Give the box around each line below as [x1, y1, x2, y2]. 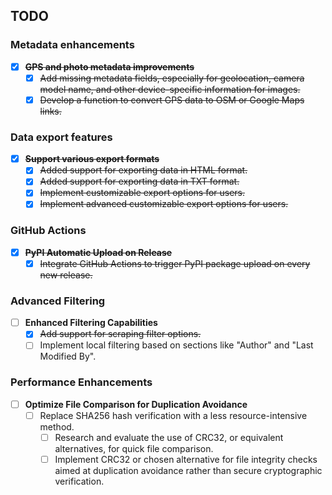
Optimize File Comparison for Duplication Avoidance [24, 398, 248, 410]
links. [39, 105, 62, 117]
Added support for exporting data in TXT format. [39, 175, 240, 188]
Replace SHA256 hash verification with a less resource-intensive [39, 409, 308, 421]
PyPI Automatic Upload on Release [24, 246, 173, 258]
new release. [39, 269, 93, 281]
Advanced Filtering [10, 294, 106, 308]
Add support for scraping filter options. [39, 328, 202, 340]
